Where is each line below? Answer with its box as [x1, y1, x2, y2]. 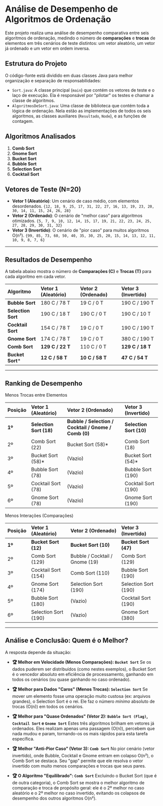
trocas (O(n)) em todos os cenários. [12, 703, 84, 710]
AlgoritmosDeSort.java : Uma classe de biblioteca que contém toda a [12, 102, 149, 108]
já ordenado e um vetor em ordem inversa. [5, 45, 90, 51]
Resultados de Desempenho [5, 255, 92, 264]
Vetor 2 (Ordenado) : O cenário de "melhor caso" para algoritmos [12, 213, 143, 219]
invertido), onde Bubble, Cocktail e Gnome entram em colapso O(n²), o [12, 752, 154, 758]
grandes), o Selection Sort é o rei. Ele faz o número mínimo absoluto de [12, 698, 155, 704]
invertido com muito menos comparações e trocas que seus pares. [12, 763, 147, 768]
